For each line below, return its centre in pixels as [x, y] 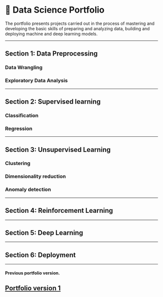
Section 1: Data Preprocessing [51, 54]
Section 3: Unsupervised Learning [58, 150]
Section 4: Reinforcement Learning [59, 211]
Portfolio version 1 [33, 288]
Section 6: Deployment [41, 255]
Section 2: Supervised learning [53, 102]
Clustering [18, 164]
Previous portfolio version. [33, 273]
